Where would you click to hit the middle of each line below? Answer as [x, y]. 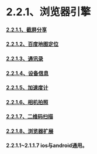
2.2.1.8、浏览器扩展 [30, 131]
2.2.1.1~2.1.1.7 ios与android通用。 [47, 145]
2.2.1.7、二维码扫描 [30, 117]
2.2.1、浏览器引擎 [49, 12]
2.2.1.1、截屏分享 [27, 29]
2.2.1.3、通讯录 [25, 59]
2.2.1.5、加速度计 [27, 88]
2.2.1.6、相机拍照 [27, 102]
